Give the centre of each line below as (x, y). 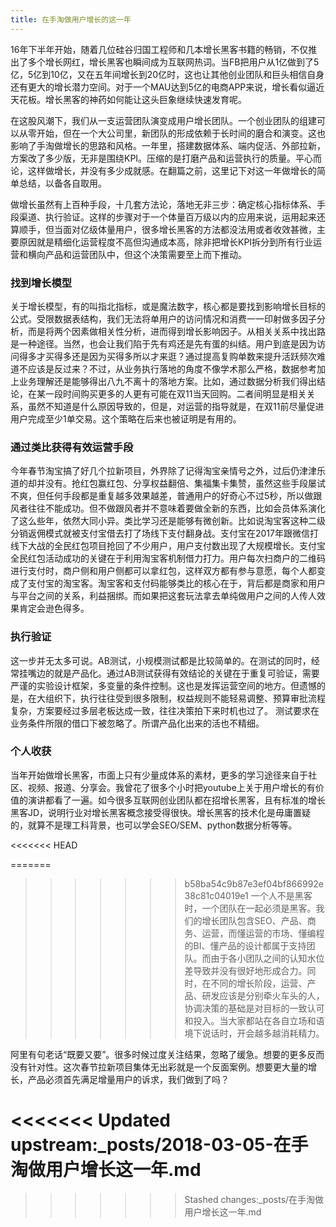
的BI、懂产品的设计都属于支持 (245, 945)
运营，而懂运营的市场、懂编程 (263, 933)
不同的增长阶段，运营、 (259, 983)
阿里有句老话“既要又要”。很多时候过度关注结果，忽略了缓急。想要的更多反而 (167, 1054)
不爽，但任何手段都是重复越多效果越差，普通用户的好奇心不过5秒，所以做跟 (166, 496)
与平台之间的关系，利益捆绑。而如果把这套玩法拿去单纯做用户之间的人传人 (163, 596)
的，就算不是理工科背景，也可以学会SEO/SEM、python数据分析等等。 (154, 825)
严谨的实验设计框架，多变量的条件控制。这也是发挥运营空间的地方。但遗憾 (163, 685)
